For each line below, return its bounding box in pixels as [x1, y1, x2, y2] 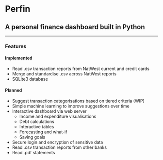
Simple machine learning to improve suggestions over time [12, 103, 130, 109]
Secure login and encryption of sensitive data [12, 140, 103, 145]
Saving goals [19, 134, 46, 140]
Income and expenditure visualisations [19, 113, 97, 120]
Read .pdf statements [12, 150, 55, 156]
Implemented [5, 55, 33, 61]
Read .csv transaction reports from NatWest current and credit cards [12, 66, 149, 71]
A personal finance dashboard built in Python [5, 23, 145, 31]
